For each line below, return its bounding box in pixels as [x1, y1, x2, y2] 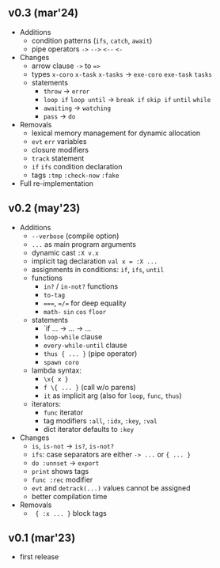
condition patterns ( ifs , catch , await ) [31, 36, 153, 45]
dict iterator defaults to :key [43, 424, 135, 434]
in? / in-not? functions [43, 281, 119, 291]
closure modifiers [31, 145, 89, 154]
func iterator [43, 407, 84, 417]
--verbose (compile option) [31, 231, 119, 240]
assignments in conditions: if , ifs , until [31, 264, 165, 274]
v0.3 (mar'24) [8, 6, 79, 20]
